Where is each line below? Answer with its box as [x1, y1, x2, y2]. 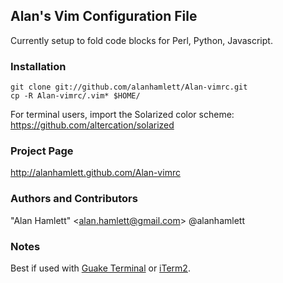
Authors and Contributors [10, 192, 138, 206]
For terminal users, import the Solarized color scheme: [10, 109, 235, 121]
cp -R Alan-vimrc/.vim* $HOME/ [10, 91, 141, 101]
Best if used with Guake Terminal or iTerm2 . [10, 262, 191, 274]
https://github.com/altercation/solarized [10, 119, 175, 131]
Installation [10, 59, 67, 73]
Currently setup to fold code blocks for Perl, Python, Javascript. [10, 34, 273, 46]
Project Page [10, 144, 74, 158]
